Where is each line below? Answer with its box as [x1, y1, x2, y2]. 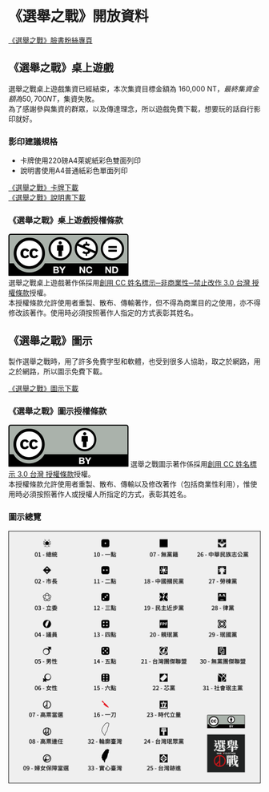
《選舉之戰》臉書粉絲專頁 [8, 35, 93, 45]
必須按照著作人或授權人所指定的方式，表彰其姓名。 [22, 490, 191, 499]
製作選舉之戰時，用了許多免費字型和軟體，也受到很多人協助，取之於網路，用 [8, 357, 261, 366]
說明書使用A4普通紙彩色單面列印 [19, 166, 128, 176]
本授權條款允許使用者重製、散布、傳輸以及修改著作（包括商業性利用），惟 [8, 479, 251, 489]
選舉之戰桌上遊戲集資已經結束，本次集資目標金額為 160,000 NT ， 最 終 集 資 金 [8, 83, 259, 93]
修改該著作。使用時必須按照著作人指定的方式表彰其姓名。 [8, 308, 198, 317]
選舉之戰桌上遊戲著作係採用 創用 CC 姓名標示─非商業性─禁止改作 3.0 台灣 [8, 278, 251, 288]
